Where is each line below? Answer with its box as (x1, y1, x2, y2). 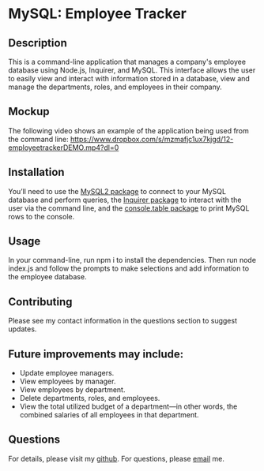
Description (8, 36, 67, 50)
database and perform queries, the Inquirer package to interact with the (8, 195, 242, 204)
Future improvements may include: (8, 347, 184, 361)
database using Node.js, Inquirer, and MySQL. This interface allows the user (8, 65, 256, 75)
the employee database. (8, 272, 87, 282)
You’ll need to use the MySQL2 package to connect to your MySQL (8, 186, 227, 196)
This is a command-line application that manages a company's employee (8, 57, 247, 66)
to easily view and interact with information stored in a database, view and (8, 74, 251, 83)
